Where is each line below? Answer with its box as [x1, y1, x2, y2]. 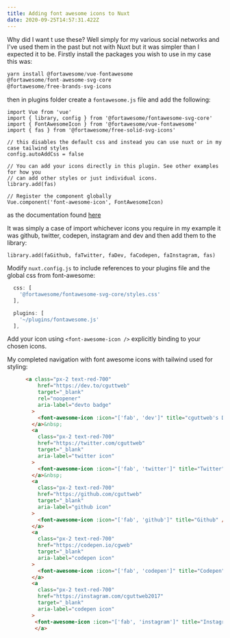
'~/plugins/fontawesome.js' [19, 316, 99, 323]
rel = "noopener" [37, 395, 81, 402]
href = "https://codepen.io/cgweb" [37, 542, 133, 549]
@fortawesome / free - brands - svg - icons [7, 83, 112, 90]
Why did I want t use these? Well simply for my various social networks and [7, 35, 220, 43]
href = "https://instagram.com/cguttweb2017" [37, 593, 164, 600]
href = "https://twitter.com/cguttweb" [37, 440, 146, 447]
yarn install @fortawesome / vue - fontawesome [7, 70, 133, 78]
